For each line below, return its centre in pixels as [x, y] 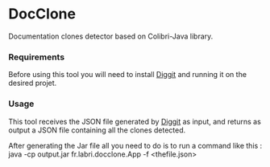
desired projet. [33, 83]
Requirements [37, 57]
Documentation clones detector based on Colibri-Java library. [111, 36]
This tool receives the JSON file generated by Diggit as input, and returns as [135, 121]
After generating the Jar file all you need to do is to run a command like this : [135, 145]
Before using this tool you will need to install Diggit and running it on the [128, 75]
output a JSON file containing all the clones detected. [97, 130]
